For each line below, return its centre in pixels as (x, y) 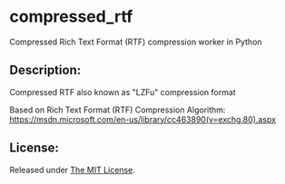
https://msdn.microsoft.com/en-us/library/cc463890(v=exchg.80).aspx (143, 119)
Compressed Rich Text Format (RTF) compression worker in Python (136, 42)
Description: (45, 70)
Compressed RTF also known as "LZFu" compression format (123, 92)
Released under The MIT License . (73, 169)
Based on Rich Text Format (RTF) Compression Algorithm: (118, 110)
